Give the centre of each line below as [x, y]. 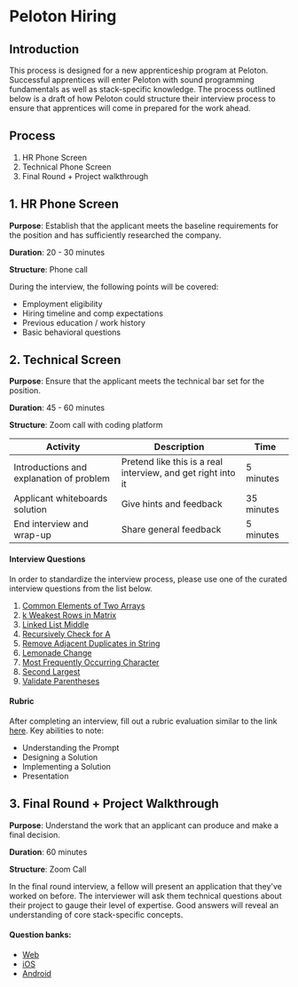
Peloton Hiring [63, 16]
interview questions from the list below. [81, 588]
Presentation [45, 776]
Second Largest [51, 671]
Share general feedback [171, 530]
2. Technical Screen [65, 360]
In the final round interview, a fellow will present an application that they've [145, 886]
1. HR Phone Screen [64, 205]
